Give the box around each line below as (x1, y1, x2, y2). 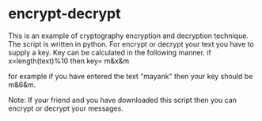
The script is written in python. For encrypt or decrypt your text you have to (8, 39, 255, 48)
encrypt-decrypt (8, 5, 121, 23)
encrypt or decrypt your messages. (8, 104, 124, 113)
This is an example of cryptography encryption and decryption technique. (8, 31, 249, 40)
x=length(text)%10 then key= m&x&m (8, 56, 130, 66)
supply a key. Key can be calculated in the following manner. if (8, 47, 211, 57)
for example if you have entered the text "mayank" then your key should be (8, 71, 253, 81)
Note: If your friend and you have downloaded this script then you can (8, 95, 237, 104)
